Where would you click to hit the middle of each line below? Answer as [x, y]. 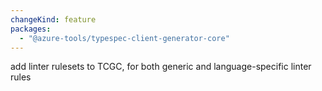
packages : [31, 29]
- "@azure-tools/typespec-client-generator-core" [124, 38]
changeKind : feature [53, 19]
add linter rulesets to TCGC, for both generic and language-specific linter [161, 67]
